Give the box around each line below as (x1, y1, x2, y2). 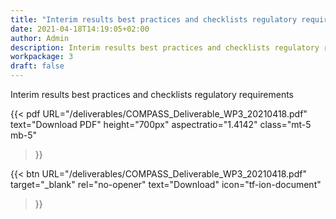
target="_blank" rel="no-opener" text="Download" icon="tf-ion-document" (10, 179, 322, 190)
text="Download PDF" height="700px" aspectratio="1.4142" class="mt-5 (10, 119, 312, 130)
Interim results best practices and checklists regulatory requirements (10, 89, 294, 100)
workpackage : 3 (10, 52, 74, 62)
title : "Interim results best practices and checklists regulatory (10, 14, 298, 25)
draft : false (10, 61, 65, 71)
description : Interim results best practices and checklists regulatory (10, 42, 320, 53)
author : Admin (10, 33, 70, 43)
